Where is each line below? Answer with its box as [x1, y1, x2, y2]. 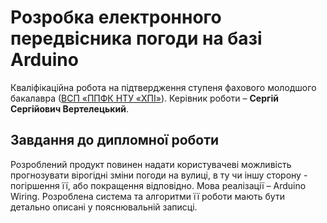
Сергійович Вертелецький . [10, 102, 129, 115]
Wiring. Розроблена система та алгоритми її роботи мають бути [10, 190, 285, 202]
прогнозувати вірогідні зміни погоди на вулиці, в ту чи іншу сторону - [10, 169, 308, 181]
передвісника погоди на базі [10, 27, 263, 50]
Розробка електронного [10, 6, 222, 29]
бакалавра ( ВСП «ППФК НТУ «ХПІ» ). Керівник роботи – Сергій [10, 92, 279, 104]
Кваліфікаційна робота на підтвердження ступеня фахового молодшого [10, 81, 317, 93]
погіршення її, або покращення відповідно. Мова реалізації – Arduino [10, 179, 307, 191]
